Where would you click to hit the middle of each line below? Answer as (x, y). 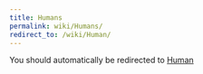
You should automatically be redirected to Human (102, 60)
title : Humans (36, 18)
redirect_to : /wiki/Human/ (60, 34)
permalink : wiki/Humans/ (56, 26)
